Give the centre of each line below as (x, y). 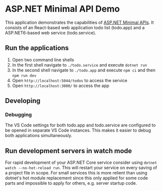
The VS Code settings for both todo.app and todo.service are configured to (81, 125)
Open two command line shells (43, 60)
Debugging (18, 115)
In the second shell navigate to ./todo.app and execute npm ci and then (84, 70)
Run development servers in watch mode (69, 151)
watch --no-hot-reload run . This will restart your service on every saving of (81, 168)
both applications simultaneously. (39, 136)
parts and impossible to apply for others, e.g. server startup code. (71, 183)
